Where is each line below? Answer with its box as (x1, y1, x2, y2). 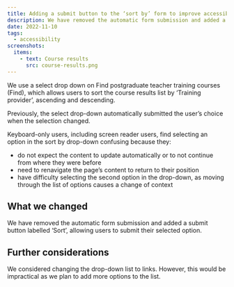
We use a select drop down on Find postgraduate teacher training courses (7, 81, 221, 89)
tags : (7, 29, 23, 37)
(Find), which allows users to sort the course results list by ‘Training (7, 88, 201, 97)
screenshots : (7, 42, 45, 49)
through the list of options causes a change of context (17, 180, 173, 188)
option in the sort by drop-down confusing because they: (7, 137, 172, 146)
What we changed (7, 201, 88, 213)
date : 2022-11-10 (7, 23, 58, 30)
